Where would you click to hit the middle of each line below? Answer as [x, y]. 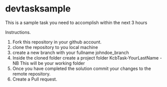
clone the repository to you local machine [55, 47]
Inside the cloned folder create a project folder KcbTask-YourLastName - [87, 57]
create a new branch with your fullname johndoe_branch [70, 52]
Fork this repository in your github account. [57, 42]
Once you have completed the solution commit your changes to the [82, 68]
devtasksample [38, 9]
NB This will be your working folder [48, 63]
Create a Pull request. [35, 79]
